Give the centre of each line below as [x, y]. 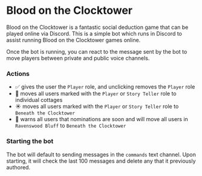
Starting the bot [30, 141]
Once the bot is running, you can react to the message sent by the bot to [97, 51]
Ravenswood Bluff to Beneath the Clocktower [70, 126]
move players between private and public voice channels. [78, 58]
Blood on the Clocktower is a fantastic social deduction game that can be [97, 27]
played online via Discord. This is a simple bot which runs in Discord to [94, 33]
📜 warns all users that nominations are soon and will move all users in [102, 119]
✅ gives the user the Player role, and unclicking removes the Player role [105, 87]
